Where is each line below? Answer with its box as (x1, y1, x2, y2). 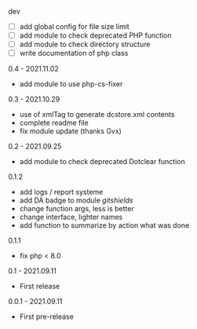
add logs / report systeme (19, 188, 104, 197)
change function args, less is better (19, 204, 135, 214)
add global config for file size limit (19, 22, 130, 31)
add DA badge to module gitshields (19, 196, 133, 205)
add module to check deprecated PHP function (19, 31, 172, 40)
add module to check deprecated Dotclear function (19, 157, 186, 166)
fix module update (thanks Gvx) (19, 126, 122, 136)
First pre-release (19, 312, 75, 321)
